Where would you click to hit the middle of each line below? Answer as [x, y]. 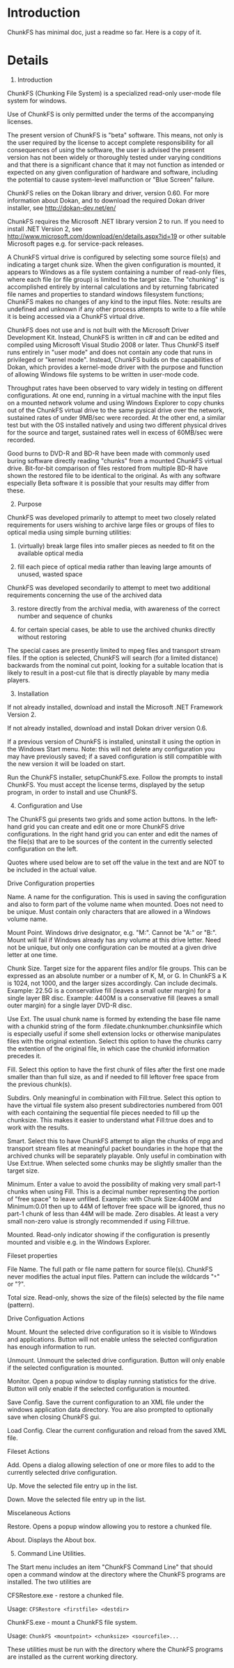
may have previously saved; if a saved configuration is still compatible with [115, 756]
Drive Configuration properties [51, 883]
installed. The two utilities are [49, 1581]
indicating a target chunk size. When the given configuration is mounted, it [114, 264]
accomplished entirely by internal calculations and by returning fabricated [113, 287]
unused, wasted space [50, 574]
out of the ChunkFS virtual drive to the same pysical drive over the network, [116, 410]
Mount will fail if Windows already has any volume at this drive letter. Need [114, 940]
